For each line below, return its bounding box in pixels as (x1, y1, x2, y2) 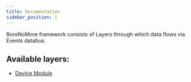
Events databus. (6, 37, 46, 44)
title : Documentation (6, 8, 60, 15)
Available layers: (6, 54, 70, 64)
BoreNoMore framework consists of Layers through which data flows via (6, 30, 186, 37)
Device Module (14, 70, 53, 77)
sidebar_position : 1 (6, 14, 58, 20)
